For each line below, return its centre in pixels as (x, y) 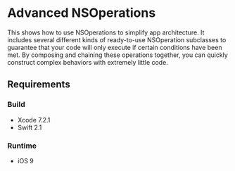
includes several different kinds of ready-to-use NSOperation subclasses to (117, 39)
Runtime (22, 146)
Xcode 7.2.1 (34, 120)
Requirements (39, 85)
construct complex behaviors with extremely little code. (88, 62)
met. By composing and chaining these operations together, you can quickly (118, 55)
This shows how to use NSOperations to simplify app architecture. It (106, 32)
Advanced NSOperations (82, 13)
